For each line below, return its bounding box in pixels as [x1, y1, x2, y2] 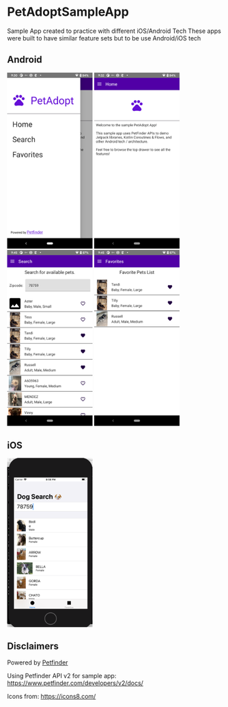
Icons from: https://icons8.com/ [7, 693, 96, 701]
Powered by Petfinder [7, 658, 68, 667]
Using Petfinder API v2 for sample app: [7, 672, 117, 680]
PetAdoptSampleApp [7, 4, 130, 20]
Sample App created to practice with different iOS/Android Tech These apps [7, 27, 222, 35]
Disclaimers [7, 641, 59, 652]
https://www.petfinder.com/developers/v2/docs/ [7, 679, 143, 687]
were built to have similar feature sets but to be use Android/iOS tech [7, 34, 201, 42]
